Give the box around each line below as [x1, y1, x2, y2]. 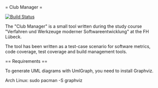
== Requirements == [5, 58, 48, 64]
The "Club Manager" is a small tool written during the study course [5, 23, 143, 29]
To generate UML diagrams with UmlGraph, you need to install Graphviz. [5, 68, 154, 74]
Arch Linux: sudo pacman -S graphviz [5, 78, 83, 83]
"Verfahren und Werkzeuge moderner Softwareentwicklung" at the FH [5, 29, 149, 34]
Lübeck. [5, 34, 22, 40]
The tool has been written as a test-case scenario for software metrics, [5, 44, 151, 49]
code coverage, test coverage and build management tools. [5, 49, 128, 54]
